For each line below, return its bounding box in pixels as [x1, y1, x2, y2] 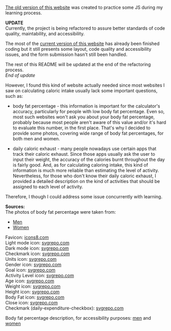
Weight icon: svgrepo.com [5, 283, 61, 289]
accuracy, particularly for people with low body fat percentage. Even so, [12, 109, 165, 114]
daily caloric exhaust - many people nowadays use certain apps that [12, 146, 157, 152]
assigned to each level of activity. [12, 184, 83, 190]
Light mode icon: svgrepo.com [5, 240, 70, 245]
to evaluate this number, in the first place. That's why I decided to [12, 125, 151, 131]
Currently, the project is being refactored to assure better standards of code [5, 25, 165, 31]
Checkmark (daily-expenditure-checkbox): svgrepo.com [5, 305, 124, 311]
